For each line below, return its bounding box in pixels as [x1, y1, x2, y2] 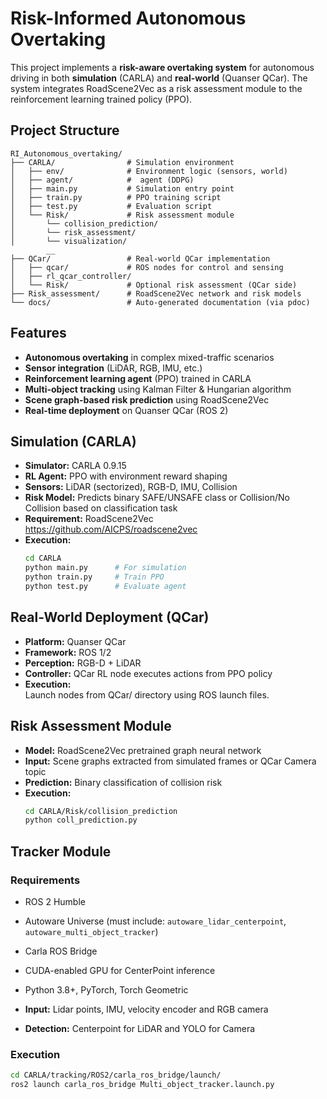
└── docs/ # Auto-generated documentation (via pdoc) [10, 297, 311, 307]
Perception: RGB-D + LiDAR [24, 657, 142, 669]
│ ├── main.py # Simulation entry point [10, 183, 235, 194]
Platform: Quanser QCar [24, 635, 127, 647]
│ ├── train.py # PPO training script [10, 192, 222, 202]
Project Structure [10, 122, 120, 139]
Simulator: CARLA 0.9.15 [24, 460, 127, 472]
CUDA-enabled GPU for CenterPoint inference [24, 964, 216, 976]
